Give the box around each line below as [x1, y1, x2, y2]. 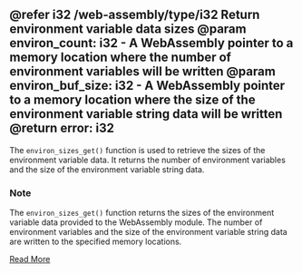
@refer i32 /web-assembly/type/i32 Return [9, 7, 260, 23]
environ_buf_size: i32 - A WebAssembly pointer [9, 78, 286, 93]
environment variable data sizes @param [9, 22, 247, 37]
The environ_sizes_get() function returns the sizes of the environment [9, 208, 275, 219]
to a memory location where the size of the [9, 93, 256, 108]
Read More [9, 254, 51, 265]
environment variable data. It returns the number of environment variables [9, 154, 286, 165]
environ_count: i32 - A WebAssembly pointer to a [9, 35, 294, 51]
